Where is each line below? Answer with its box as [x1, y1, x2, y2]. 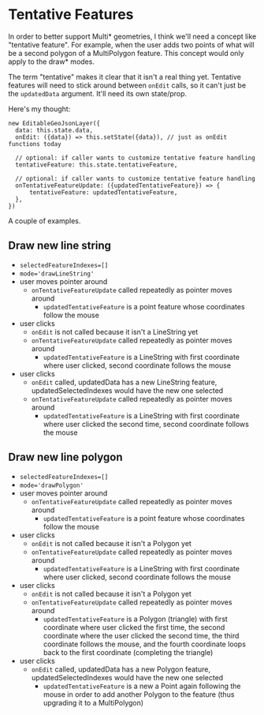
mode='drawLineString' [19, 270, 95, 278]
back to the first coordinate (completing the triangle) [43, 647, 214, 657]
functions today [8, 140, 61, 148]
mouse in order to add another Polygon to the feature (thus [43, 689, 235, 699]
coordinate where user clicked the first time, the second [43, 622, 225, 632]
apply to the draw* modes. [8, 57, 95, 66]
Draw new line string [8, 239, 112, 253]
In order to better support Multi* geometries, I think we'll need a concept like [8, 32, 257, 41]
